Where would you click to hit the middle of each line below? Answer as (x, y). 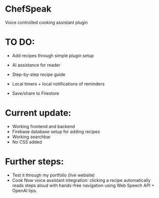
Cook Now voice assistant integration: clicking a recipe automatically (81, 180)
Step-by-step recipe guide (39, 74)
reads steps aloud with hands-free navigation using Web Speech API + (83, 185)
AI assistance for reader (36, 65)
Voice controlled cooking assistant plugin (46, 22)
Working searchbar (31, 137)
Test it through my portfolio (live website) (53, 175)
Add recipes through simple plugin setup (53, 55)
